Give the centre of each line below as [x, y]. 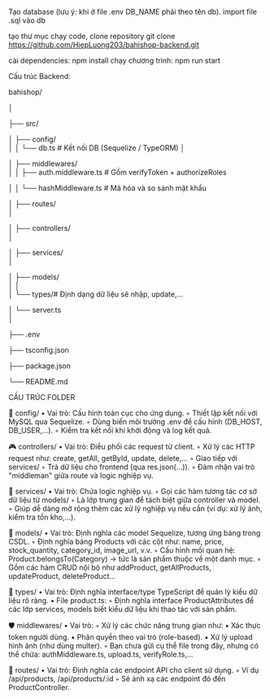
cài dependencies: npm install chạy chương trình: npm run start [115, 61]
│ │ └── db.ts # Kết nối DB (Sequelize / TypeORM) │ [97, 148]
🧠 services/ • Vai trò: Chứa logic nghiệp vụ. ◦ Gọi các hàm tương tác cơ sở [133, 491]
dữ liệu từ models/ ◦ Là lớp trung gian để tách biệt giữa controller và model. [135, 500]
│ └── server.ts [35, 310]
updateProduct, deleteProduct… [62, 576]
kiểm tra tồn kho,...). [42, 517]
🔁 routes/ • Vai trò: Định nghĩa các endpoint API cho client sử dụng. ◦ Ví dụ [134, 670]
